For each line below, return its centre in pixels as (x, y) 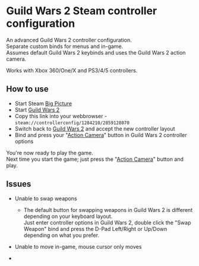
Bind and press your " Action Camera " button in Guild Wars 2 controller (101, 135)
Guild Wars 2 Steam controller (82, 11)
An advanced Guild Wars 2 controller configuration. (69, 40)
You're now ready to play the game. (50, 153)
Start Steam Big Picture (43, 103)
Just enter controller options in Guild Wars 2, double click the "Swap (107, 222)
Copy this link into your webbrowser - (61, 116)
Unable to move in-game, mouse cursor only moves (78, 246)
